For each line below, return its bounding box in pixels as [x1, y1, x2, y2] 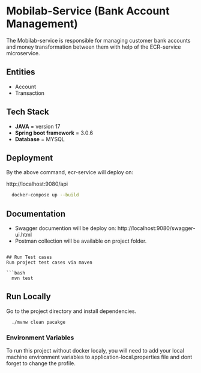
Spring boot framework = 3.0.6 [14, 129, 94, 136]
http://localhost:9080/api [6, 180, 68, 187]
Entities [6, 67, 35, 77]
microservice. [6, 49, 40, 56]
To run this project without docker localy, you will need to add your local [6, 347, 184, 354]
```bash [6, 270, 26, 276]
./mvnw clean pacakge [11, 319, 66, 325]
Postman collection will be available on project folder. [14, 237, 147, 244]
